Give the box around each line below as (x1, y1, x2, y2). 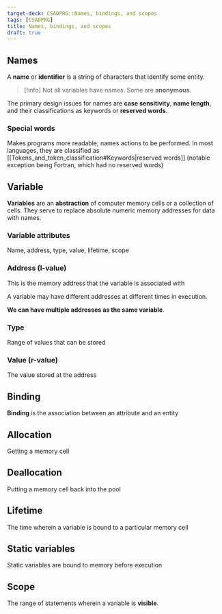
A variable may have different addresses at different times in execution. (7, 292, 208, 300)
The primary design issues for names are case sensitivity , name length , (7, 99, 212, 108)
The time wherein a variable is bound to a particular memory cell (7, 523, 189, 531)
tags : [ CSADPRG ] (7, 16, 53, 23)
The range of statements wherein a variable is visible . (7, 599, 159, 607)
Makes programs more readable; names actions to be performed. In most (7, 139, 213, 147)
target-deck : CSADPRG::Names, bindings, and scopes (7, 10, 157, 17)
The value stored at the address (7, 371, 97, 379)
